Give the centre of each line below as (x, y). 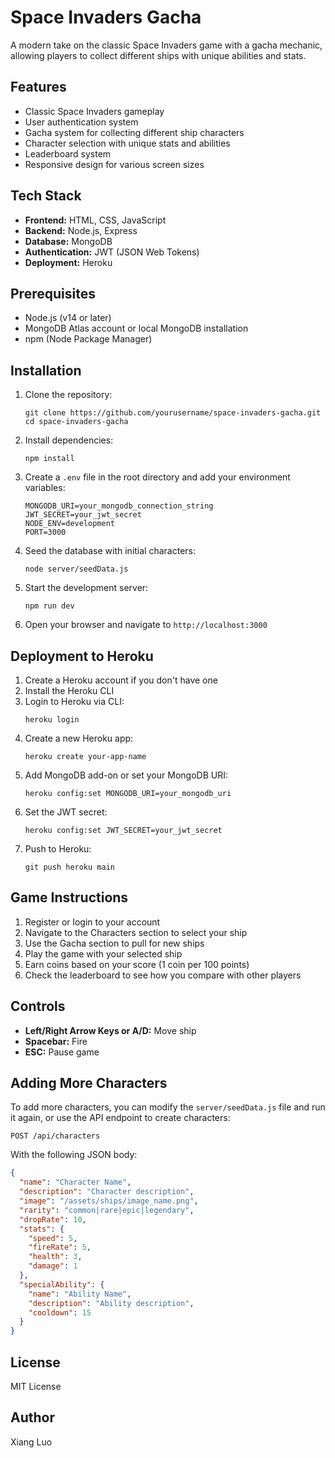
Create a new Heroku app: (79, 738)
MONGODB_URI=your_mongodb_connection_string (119, 506)
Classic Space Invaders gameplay (94, 111)
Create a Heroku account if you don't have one (121, 680)
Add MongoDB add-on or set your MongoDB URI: (126, 775)
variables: (45, 488)
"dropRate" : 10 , (53, 1219)
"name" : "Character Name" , (75, 1182)
